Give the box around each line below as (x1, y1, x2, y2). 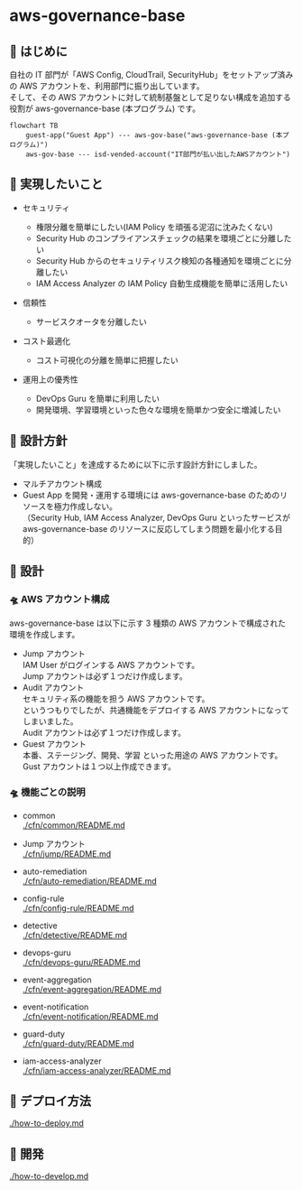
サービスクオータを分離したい (35, 316, 147, 327)
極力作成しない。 (53, 500, 118, 511)
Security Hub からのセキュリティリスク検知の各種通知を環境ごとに (35, 255, 284, 266)
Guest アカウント (22, 739, 87, 749)
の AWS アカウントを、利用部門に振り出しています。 (9, 80, 205, 91)
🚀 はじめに (9, 43, 68, 59)
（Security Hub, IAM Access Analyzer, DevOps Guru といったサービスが (22, 512, 291, 523)
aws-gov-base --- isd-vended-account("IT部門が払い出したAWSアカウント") (25, 150, 291, 159)
